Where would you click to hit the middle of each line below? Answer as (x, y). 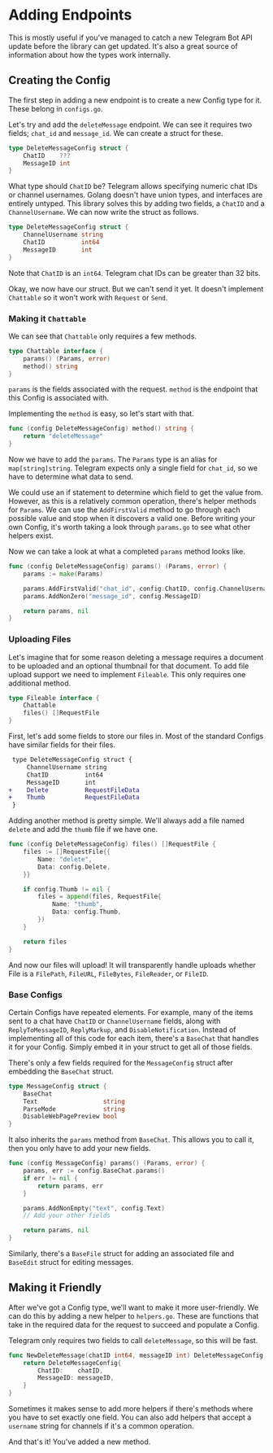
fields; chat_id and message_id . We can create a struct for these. (116, 133)
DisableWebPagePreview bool (70, 1117)
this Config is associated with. (59, 398)
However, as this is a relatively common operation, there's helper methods (132, 501)
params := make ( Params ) (63, 574)
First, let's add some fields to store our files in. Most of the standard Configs (136, 736)
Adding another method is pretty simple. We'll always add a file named (127, 821)
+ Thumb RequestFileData (74, 798)
